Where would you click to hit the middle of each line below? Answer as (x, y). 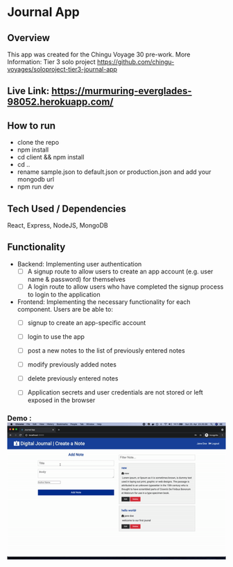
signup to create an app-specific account (87, 322)
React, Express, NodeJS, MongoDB (58, 225)
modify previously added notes (72, 365)
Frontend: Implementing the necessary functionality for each (104, 302)
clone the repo (38, 143)
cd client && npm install (51, 157)
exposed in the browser (61, 400)
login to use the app (56, 337)
